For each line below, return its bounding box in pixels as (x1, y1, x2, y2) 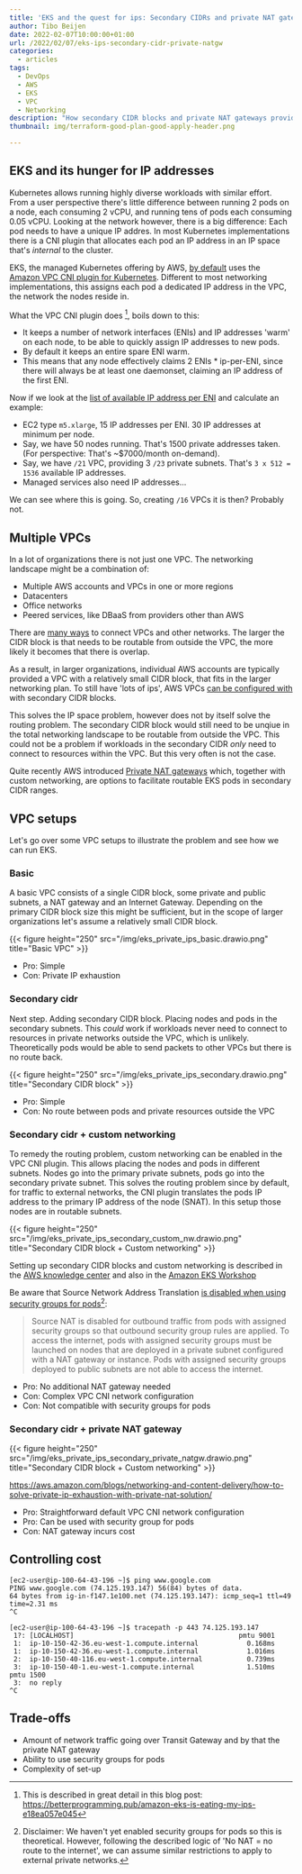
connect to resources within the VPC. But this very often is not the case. (9, 749, 277, 760)
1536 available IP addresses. (22, 468, 127, 478)
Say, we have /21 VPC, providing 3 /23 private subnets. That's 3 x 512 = (22, 458, 291, 468)
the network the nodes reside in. (9, 290, 129, 302)
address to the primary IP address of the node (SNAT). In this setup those (9, 1196, 281, 1207)
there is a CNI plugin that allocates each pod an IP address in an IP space (9, 235, 280, 246)
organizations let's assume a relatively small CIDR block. (9, 916, 218, 927)
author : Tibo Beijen (9, 22, 87, 31)
